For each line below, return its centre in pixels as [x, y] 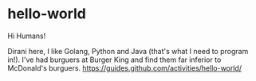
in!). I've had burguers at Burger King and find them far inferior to [114, 60]
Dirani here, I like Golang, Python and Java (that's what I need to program [128, 51]
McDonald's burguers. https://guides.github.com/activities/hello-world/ [125, 67]
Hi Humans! [27, 36]
